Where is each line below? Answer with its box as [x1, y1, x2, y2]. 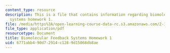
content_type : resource [5, 7, 56, 13]
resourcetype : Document [5, 31, 56, 36]
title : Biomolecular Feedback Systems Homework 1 [5, 36, 112, 41]
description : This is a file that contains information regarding [5, 12, 148, 17]
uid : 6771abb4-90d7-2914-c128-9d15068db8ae [5, 40, 99, 45]
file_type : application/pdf [5, 26, 65, 31]
